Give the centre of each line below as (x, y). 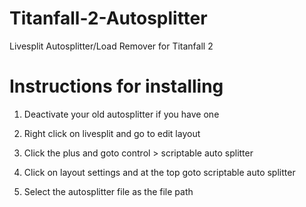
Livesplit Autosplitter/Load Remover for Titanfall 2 (111, 46)
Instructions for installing (116, 86)
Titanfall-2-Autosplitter (108, 18)
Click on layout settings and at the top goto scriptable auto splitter (159, 172)
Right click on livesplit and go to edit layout (112, 133)
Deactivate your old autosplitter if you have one (121, 114)
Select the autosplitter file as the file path (108, 191)
